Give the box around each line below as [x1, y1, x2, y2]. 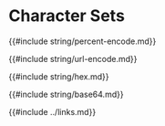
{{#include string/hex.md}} [8, 70, 110, 82]
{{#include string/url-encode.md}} [8, 53, 138, 64]
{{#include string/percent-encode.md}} [8, 36, 157, 47]
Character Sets [8, 5, 125, 26]
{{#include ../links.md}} [8, 106, 97, 117]
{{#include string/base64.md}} [8, 89, 124, 100]
